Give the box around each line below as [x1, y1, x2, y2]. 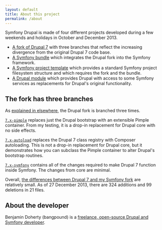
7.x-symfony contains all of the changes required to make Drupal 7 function [5, 162, 156, 168]
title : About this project [5, 12, 60, 17]
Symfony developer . [5, 219, 45, 225]
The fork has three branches [5, 95, 94, 103]
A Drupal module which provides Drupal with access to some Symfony [12, 75, 154, 81]
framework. [12, 60, 36, 66]
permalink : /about [5, 16, 42, 21]
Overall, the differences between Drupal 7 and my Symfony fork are [5, 177, 141, 183]
